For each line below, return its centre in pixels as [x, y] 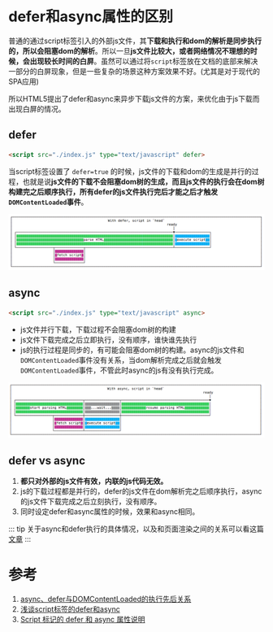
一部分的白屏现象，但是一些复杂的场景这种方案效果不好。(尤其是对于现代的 [134, 71]
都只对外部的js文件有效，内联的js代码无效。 [94, 482]
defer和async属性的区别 [91, 17]
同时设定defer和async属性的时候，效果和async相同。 [110, 512]
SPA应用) [24, 81]
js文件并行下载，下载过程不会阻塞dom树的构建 [98, 329]
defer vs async [47, 460]
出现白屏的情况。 [37, 109]
